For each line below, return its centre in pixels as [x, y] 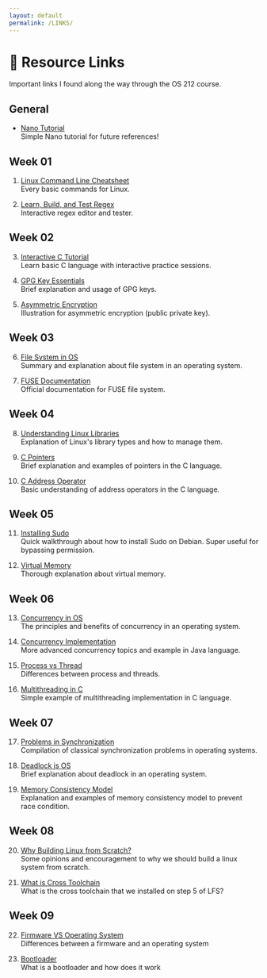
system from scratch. [55, 867]
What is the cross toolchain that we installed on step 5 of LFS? [122, 891]
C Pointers [38, 457]
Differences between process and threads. [90, 674]
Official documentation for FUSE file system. [93, 389]
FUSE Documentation [55, 381]
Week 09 [32, 916]
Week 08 [32, 831]
